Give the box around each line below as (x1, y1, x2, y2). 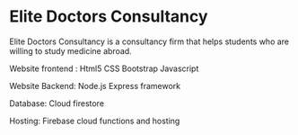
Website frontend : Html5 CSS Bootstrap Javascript (9, 63, 199, 74)
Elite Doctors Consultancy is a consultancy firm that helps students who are (9, 36, 290, 47)
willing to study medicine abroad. (9, 45, 132, 56)
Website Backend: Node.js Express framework (9, 80, 181, 91)
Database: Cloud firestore (9, 97, 105, 109)
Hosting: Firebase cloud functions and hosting (9, 115, 180, 126)
